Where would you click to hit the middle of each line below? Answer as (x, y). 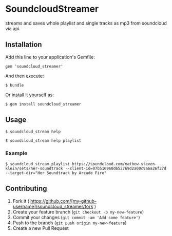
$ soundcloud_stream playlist (38, 164)
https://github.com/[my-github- (63, 201)
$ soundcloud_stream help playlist (43, 141)
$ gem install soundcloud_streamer (43, 104)
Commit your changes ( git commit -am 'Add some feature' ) (76, 217)
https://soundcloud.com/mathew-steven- (114, 164)
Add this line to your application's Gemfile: (50, 57)
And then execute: (25, 76)
